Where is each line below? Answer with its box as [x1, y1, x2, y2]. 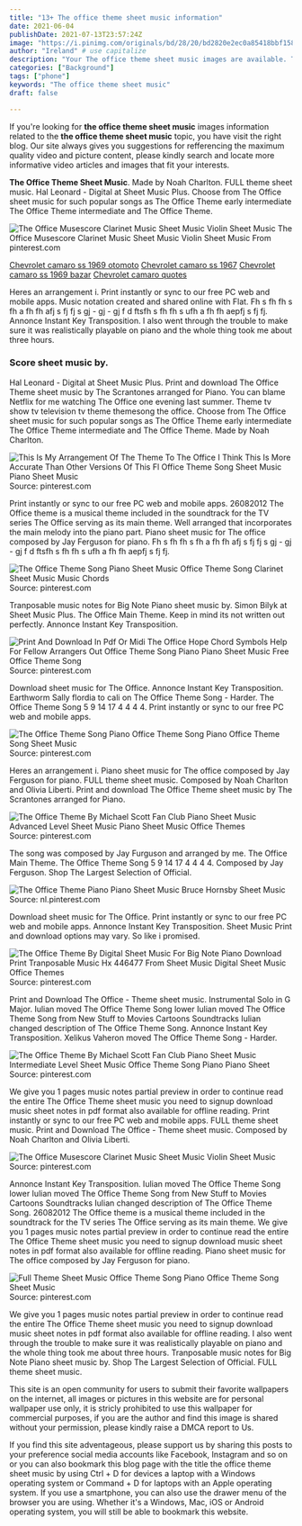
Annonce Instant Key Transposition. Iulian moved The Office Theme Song [9, 1178, 281, 1189]
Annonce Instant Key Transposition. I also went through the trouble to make [9, 315, 289, 326]
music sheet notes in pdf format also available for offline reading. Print [9, 1105, 270, 1116]
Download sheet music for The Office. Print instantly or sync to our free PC [9, 911, 288, 922]
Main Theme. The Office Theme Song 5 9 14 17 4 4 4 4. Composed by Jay [9, 857, 284, 868]
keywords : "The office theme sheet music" [9, 80, 171, 89]
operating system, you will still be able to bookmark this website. [9, 1506, 249, 1517]
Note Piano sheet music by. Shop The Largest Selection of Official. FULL [9, 1356, 278, 1368]
